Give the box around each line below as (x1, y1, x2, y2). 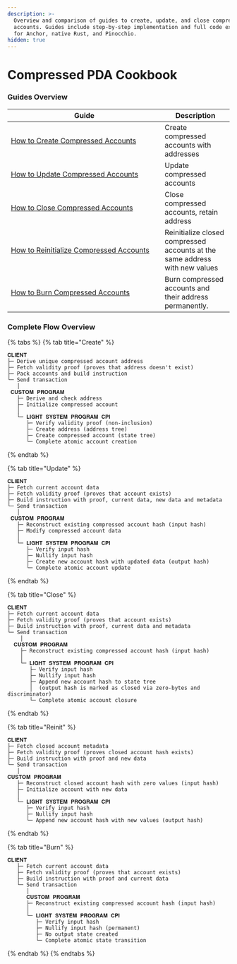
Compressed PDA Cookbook (7, 67, 178, 83)
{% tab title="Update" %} (7, 464, 81, 472)
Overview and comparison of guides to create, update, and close (13, 17, 210, 24)
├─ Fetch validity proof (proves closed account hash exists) (7, 749, 194, 756)
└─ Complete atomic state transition (35, 936, 147, 944)
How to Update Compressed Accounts (11, 169, 139, 179)
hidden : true (7, 37, 46, 44)
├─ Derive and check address (16, 395, 102, 402)
